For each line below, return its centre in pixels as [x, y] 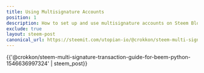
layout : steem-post [31, 34]
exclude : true [24, 29]
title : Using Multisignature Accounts [55, 12]
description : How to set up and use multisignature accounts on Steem [97, 23]
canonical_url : [25, 40]
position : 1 [21, 17]
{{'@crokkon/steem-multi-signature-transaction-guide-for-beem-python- [99, 57]
